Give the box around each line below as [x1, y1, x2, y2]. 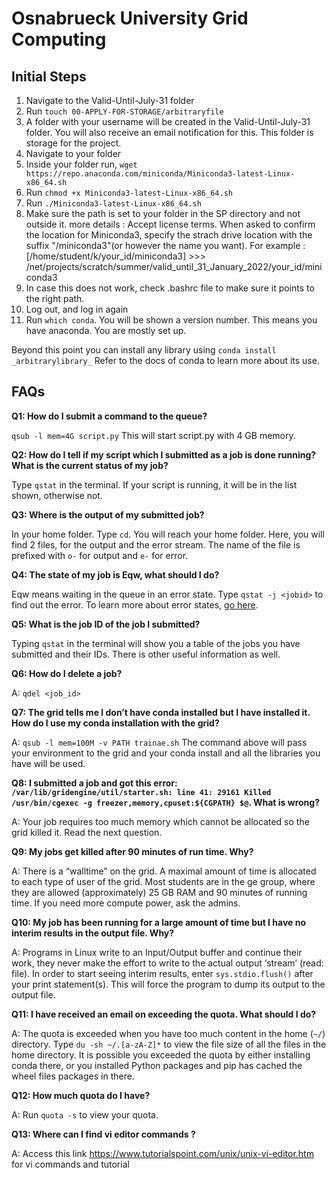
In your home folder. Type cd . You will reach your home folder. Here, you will [11, 528, 325, 540]
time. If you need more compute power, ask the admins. [11, 897, 241, 909]
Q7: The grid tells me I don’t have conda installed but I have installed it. [11, 706, 311, 718]
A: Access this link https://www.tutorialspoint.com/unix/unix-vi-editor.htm [11, 1147, 314, 1159]
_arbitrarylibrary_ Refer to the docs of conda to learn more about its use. [11, 355, 320, 366]
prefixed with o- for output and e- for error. [11, 549, 189, 561]
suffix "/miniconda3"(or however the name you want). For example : [25, 240, 306, 251]
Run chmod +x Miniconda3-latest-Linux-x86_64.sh [25, 187, 233, 198]
